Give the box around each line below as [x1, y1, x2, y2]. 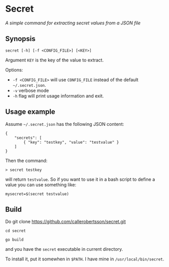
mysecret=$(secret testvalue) [5, 191, 70, 196]
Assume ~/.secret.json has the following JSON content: [5, 121, 124, 127]
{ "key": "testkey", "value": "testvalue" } [23, 140, 119, 145]
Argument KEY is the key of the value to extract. [5, 57, 104, 63]
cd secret [5, 228, 26, 233]
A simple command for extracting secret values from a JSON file [5, 20, 141, 26]
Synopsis [5, 35, 36, 43]
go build [5, 237, 24, 243]
